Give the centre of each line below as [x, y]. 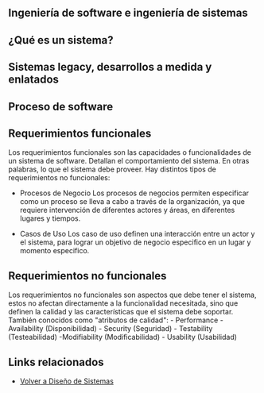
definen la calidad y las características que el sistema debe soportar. [121, 312]
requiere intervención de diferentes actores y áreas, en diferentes [127, 210]
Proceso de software [61, 106]
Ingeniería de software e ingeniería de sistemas [128, 13]
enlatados [34, 80]
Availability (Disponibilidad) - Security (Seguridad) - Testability [111, 329]
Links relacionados [56, 362]
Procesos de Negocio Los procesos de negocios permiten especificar [134, 193]
